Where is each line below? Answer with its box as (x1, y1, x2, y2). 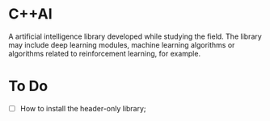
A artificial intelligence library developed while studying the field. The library (8, 31, 263, 41)
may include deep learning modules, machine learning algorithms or (8, 40, 235, 49)
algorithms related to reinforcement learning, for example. (8, 48, 200, 58)
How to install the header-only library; (19, 103, 147, 113)
